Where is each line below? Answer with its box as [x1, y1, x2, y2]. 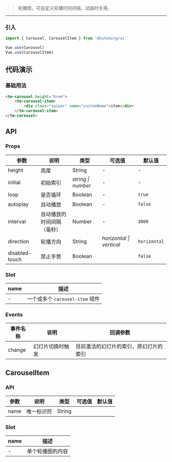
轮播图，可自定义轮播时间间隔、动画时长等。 [17, 5, 113, 11]
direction [8, 238, 30, 245]
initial [8, 179, 21, 186]
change [8, 346, 27, 354]
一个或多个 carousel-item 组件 [27, 295, 100, 302]
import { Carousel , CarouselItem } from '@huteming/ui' [5, 36, 127, 41]
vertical [102, 241, 120, 248]
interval [8, 218, 26, 225]
